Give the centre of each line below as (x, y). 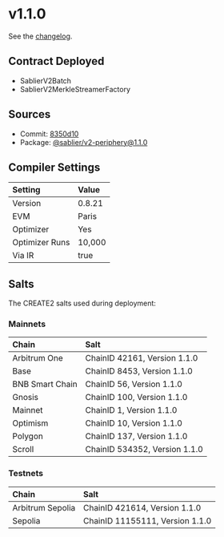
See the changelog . (40, 36)
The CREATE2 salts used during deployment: (82, 303)
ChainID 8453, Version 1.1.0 (139, 371)
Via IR (23, 256)
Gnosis (25, 398)
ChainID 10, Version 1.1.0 (134, 423)
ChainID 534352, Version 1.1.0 (144, 450)
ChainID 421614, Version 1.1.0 (142, 507)
